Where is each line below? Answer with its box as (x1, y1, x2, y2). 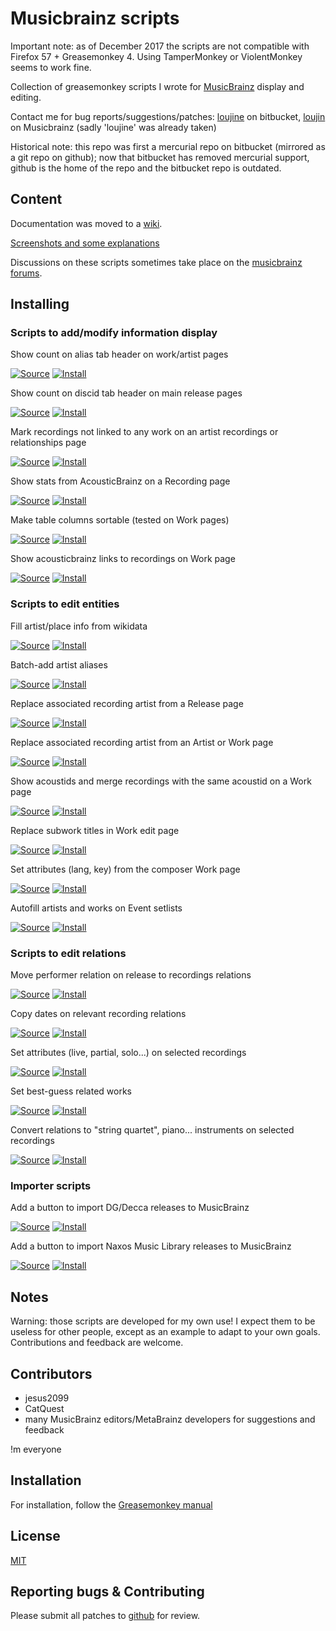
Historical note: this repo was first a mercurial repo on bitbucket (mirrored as (10, 140, 326, 152)
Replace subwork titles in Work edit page (10, 824, 180, 836)
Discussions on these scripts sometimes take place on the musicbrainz (10, 256, 303, 268)
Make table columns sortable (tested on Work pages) (10, 514, 230, 526)
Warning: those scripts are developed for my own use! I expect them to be (10, 1315, 316, 1327)
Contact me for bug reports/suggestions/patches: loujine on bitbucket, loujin (10, 110, 326, 122)
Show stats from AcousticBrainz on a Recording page (10, 475, 231, 487)
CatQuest (24, 1402, 65, 1414)
